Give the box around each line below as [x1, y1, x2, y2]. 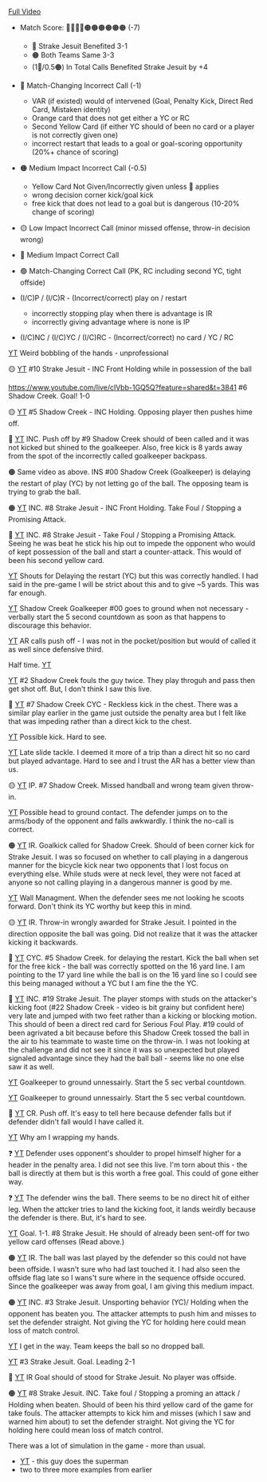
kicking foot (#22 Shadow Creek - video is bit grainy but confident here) [8, 1003, 245, 1012]
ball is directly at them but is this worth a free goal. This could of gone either [8, 1168, 259, 1178]
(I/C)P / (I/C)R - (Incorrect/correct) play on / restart [19, 294, 187, 302]
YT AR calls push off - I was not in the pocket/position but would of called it [8, 636, 257, 645]
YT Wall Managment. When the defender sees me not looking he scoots [8, 893, 245, 902]
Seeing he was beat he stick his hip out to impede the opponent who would [8, 539, 256, 548]
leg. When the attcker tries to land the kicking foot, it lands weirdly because [8, 1204, 257, 1214]
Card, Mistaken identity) [31, 105, 112, 114]
